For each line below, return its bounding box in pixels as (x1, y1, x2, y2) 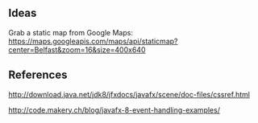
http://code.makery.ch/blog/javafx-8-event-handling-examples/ (8, 105, 220, 115)
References (8, 68, 68, 82)
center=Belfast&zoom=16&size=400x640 (8, 44, 146, 55)
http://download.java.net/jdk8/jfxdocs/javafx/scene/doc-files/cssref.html (8, 89, 250, 99)
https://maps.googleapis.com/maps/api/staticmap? (8, 36, 178, 46)
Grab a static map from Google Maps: (8, 27, 133, 37)
